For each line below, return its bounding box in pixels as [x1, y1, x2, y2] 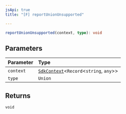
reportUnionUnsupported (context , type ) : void [5, 30, 102, 35]
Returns [5, 91, 31, 100]
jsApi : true [5, 7, 30, 13]
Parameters [5, 44, 43, 53]
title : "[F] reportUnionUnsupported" [5, 12, 84, 17]
